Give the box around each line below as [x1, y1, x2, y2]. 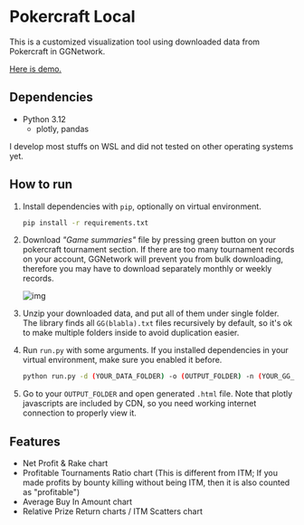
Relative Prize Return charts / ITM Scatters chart [22, 506, 204, 517]
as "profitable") [22, 487, 81, 498]
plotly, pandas [35, 123, 89, 134]
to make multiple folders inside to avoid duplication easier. [22, 328, 240, 339]
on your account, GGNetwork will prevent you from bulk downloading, [22, 253, 283, 264]
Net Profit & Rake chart [22, 458, 109, 469]
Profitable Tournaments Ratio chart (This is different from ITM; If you [22, 468, 279, 479]
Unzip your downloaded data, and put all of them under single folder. [22, 308, 280, 319]
